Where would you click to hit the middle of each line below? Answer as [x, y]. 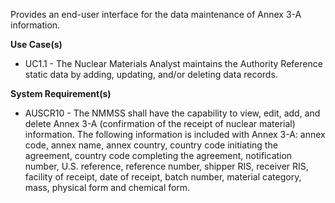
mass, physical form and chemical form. [107, 187]
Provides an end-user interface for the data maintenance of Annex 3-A [156, 14]
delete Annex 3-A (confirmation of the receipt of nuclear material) [160, 123]
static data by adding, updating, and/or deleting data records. [151, 74]
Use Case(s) [36, 44]
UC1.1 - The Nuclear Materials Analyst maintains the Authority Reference [173, 63]
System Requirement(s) [61, 93]
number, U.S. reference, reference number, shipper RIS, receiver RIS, [166, 166]
